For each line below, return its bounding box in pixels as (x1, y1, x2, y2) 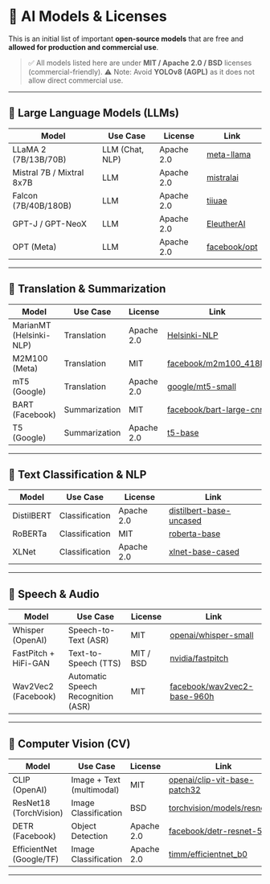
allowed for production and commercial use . (8, 42, 159, 51)
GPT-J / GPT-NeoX (12, 218, 87, 229)
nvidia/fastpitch (170, 653, 229, 664)
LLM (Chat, (101, 144, 145, 155)
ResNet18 (12, 797, 51, 808)
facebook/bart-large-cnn (167, 403, 265, 415)
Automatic (67, 671, 107, 682)
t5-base (167, 427, 199, 438)
